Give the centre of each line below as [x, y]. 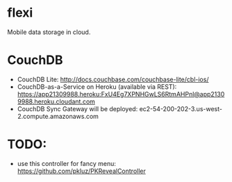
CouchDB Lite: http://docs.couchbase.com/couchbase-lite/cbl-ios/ [113, 79]
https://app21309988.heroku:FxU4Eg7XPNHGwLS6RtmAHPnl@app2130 [121, 94]
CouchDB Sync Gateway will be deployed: [77, 108]
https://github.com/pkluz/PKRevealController [81, 171]
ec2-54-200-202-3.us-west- [181, 108]
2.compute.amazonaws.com [58, 116]
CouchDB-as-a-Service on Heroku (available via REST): [97, 86]
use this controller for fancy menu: [66, 163]
